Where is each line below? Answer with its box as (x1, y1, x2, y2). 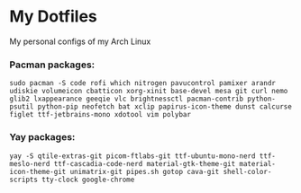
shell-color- (223, 167, 272, 176)
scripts (9, 175, 39, 184)
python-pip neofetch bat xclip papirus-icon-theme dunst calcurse (37, 102, 293, 111)
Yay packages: (9, 131, 76, 144)
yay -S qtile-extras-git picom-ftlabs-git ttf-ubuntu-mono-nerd (9, 151, 256, 161)
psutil (9, 102, 34, 111)
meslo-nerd (9, 159, 50, 168)
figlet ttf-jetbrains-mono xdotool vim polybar (9, 110, 192, 119)
